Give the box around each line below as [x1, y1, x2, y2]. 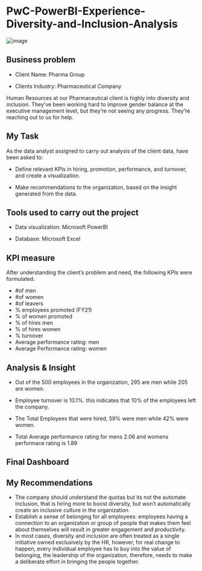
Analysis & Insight [6, 362, 76, 373]
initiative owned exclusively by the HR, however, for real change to [14, 539, 180, 546]
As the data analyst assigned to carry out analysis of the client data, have [6, 147, 189, 154]
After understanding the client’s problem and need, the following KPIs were [6, 269, 193, 276]
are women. [14, 385, 45, 392]
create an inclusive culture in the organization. [14, 507, 130, 514]
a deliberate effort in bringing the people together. [14, 558, 140, 566]
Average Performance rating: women [14, 345, 107, 352]
